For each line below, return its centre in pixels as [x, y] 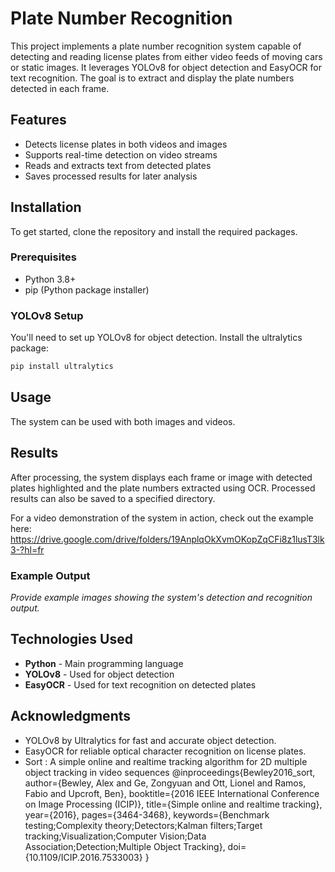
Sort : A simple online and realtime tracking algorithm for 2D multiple [166, 761]
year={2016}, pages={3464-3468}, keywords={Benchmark [147, 814]
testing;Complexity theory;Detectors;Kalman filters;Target [143, 825]
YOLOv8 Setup [47, 315]
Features [38, 120]
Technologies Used [71, 639]
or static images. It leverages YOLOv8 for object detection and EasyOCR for [166, 67]
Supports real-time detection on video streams [121, 154]
